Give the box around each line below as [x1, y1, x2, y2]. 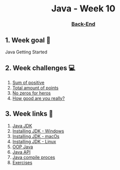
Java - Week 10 [51, 3, 116, 14]
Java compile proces [12, 154, 56, 160]
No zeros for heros [12, 90, 51, 96]
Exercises [12, 159, 33, 166]
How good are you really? [12, 95, 65, 101]
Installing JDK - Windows [12, 128, 64, 134]
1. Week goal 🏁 [5, 36, 51, 44]
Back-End [71, 21, 96, 28]
